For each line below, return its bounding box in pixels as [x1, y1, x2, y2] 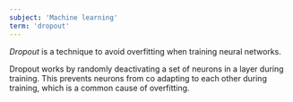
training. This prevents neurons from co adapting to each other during [9, 72, 267, 83]
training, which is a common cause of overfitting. [9, 82, 190, 93]
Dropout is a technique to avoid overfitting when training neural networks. [9, 46, 282, 56]
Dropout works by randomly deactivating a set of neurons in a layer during [9, 64, 284, 74]
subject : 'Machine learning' [9, 13, 118, 22]
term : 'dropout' [9, 21, 70, 30]
